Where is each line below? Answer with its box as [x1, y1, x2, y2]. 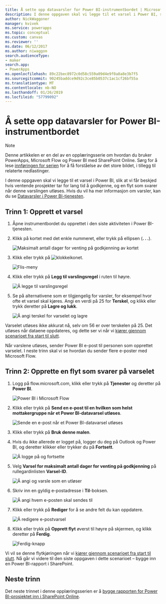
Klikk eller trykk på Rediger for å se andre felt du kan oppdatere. [12, 507, 144, 513]
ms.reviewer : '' [5, 40, 39, 44]
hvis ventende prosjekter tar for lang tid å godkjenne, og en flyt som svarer [5, 183, 158, 189]
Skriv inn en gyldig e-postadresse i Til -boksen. [12, 487, 109, 493]
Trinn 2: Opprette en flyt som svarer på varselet [5, 367, 155, 376]
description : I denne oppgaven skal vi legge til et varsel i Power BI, [5, 12, 158, 17]
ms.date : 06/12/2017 [5, 44, 48, 49]
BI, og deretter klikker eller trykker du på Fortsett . [12, 444, 114, 450]
